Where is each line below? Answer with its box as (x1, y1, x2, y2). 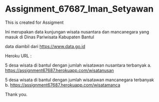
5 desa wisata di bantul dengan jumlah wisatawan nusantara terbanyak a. (5, 62, 152, 68)
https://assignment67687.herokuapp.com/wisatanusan (5, 67, 114, 73)
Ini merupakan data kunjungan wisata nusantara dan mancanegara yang (5, 29, 149, 34)
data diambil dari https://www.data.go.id (5, 43, 86, 49)
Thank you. (5, 91, 28, 97)
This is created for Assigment (5, 19, 64, 25)
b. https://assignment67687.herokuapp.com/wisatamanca (5, 82, 120, 88)
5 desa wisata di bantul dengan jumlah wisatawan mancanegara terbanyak (5, 77, 154, 83)
